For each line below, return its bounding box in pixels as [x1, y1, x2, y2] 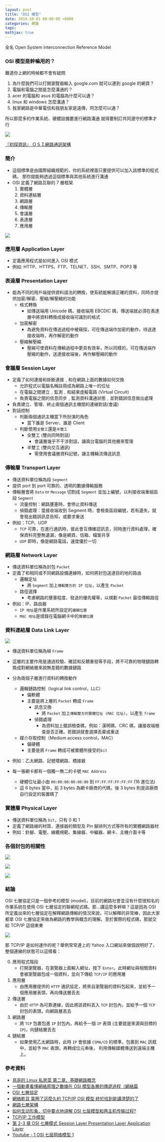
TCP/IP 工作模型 [12, 1114, 45, 1120]
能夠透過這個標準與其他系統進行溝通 [35, 173, 109, 179]
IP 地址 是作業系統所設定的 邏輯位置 [19, 607, 87, 613]
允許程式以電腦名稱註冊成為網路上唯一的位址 [19, 383, 110, 389]
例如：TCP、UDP [12, 519, 48, 525]
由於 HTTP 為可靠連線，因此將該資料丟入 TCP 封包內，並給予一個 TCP [19, 1002, 156, 1008]
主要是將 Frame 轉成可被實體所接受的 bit [27, 747, 108, 753]
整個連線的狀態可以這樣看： [5, 948, 61, 955]
